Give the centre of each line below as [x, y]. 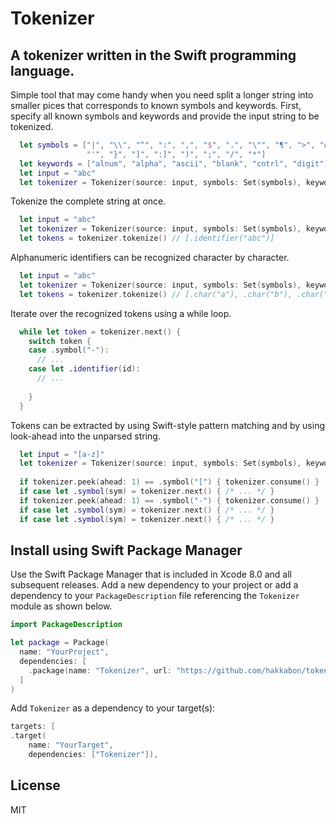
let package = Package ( [60, 643]
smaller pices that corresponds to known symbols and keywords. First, [156, 105]
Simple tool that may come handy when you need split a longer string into [162, 95]
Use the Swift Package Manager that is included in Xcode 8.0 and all [151, 574]
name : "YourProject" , [64, 652]
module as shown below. [61, 606]
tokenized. [32, 126]
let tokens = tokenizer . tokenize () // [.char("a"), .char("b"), [156, 294]
